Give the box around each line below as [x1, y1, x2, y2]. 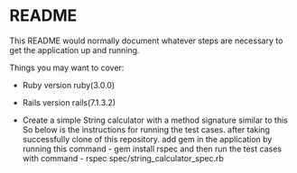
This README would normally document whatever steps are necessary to [9, 35, 283, 46]
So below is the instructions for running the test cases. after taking [22, 123, 271, 135]
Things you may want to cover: [9, 62, 125, 73]
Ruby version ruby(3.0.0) [22, 79, 116, 90]
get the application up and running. [9, 44, 140, 55]
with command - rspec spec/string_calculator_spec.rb [22, 152, 224, 163]
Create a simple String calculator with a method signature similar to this [22, 114, 289, 125]
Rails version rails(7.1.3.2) [22, 96, 116, 108]
